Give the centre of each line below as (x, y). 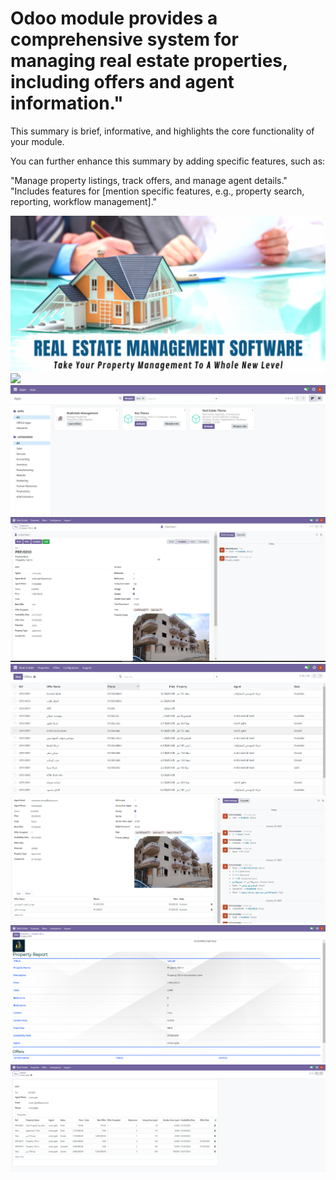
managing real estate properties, (149, 61)
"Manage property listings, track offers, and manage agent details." (149, 180)
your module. (37, 141)
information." (67, 103)
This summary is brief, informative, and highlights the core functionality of (162, 131)
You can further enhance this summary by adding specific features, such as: (168, 161)
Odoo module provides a (114, 18)
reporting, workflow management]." (84, 201)
